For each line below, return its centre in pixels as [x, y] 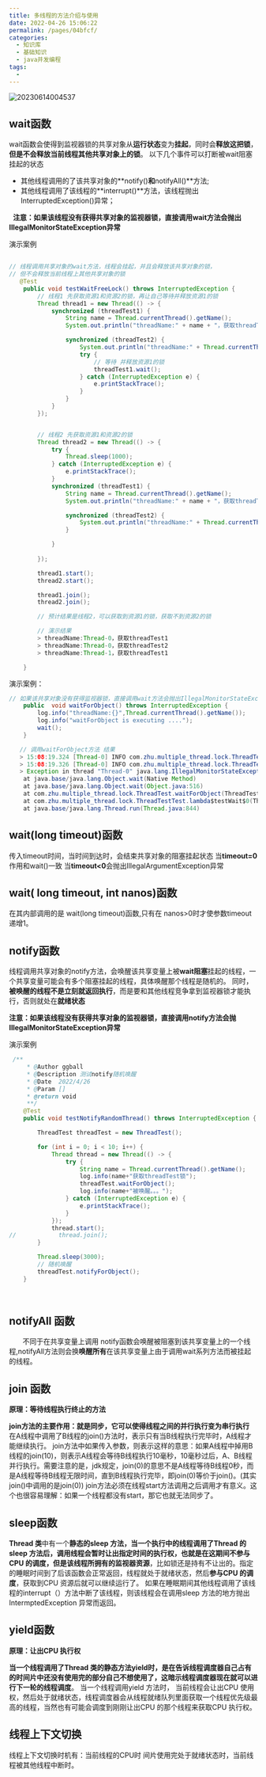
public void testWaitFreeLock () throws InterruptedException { [129, 289]
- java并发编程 [39, 60]
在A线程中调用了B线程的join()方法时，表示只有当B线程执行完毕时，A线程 [127, 1436]
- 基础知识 [32, 52]
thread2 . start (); [66, 580]
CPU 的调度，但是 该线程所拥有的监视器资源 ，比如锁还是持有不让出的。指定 [131, 1563]
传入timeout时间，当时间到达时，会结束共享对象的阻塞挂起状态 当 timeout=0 [133, 855]
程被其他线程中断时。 [43, 1765]
